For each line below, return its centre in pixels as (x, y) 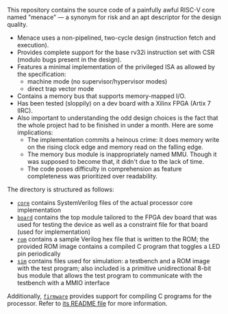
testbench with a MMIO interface (63, 283)
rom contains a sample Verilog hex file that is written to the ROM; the (113, 239)
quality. (17, 24)
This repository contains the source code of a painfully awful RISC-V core (111, 10)
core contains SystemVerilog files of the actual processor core (105, 203)
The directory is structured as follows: (61, 189)
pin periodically (39, 254)
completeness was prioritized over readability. (92, 176)
